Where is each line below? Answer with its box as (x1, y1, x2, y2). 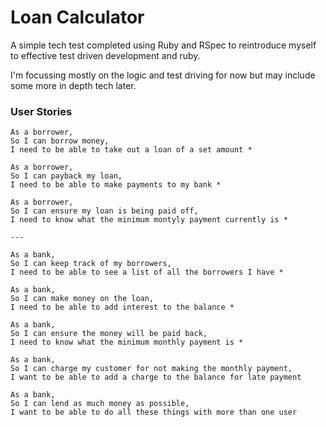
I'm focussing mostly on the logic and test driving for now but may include (10, 69, 316, 81)
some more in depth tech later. (10, 79, 137, 91)
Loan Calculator (10, 6, 145, 29)
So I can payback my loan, (10, 171, 123, 181)
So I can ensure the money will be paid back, (10, 329, 208, 339)
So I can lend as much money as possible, (10, 399, 190, 409)
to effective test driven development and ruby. (10, 49, 201, 61)
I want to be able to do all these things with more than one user (10, 407, 298, 418)
